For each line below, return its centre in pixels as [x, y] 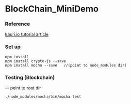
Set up [13, 47]
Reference [17, 24]
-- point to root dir [23, 88]
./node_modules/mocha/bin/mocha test [43, 97]
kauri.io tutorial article [27, 34]
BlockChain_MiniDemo [52, 9]
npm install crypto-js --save [36, 61]
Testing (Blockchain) [30, 77]
